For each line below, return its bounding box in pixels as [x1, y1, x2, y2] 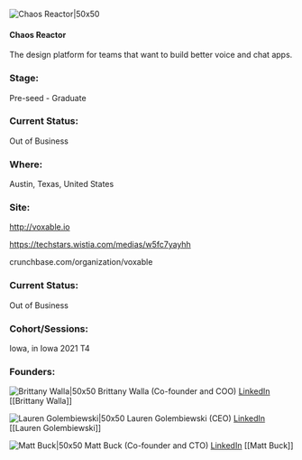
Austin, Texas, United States [9, 179, 114, 190]
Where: [9, 158, 43, 171]
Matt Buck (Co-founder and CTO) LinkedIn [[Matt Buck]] [84, 440, 294, 451]
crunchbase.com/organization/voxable [9, 257, 153, 268]
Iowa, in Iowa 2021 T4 [9, 343, 90, 353]
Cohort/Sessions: [9, 322, 88, 334]
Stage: [9, 72, 39, 85]
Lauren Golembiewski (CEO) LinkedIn [126, 413, 266, 424]
